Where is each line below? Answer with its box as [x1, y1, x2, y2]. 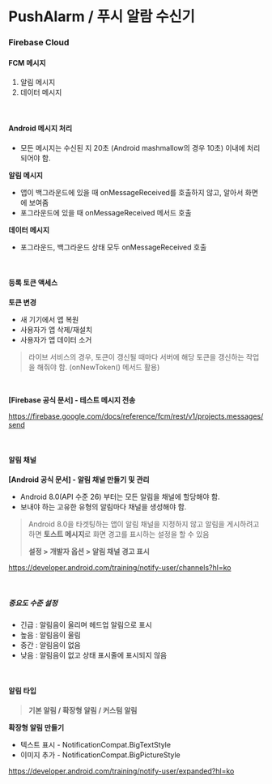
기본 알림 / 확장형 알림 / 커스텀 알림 [28, 705, 138, 715]
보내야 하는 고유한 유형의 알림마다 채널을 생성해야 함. [19, 501, 187, 511]
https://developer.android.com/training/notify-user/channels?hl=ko [8, 562, 232, 572]
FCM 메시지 [8, 58, 46, 67]
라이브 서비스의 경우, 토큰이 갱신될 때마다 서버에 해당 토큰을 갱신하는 [28, 352, 244, 361]
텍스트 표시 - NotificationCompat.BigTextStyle [19, 740, 172, 750]
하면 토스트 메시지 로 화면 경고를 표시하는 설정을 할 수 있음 [28, 529, 210, 539]
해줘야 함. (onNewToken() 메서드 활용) [36, 362, 160, 372]
